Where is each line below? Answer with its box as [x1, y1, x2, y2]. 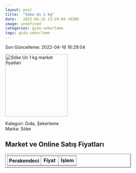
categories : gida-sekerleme [5, 26, 64, 31]
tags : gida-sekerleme [5, 30, 50, 35]
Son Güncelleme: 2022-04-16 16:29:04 [5, 44, 86, 50]
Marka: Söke [5, 126, 31, 132]
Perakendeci [9, 157, 40, 164]
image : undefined [5, 21, 41, 26]
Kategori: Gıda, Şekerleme [5, 121, 59, 126]
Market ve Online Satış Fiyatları [5, 140, 105, 149]
